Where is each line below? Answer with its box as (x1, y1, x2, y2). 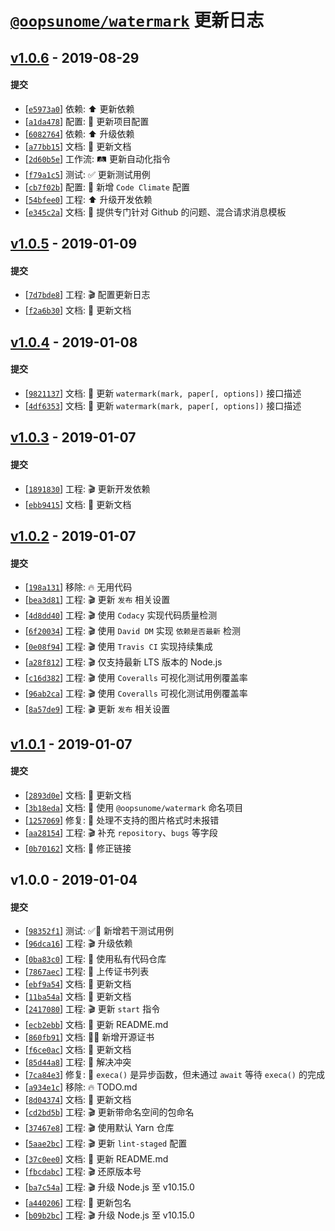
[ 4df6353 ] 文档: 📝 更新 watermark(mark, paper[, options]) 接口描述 (24, 399, 302, 411)
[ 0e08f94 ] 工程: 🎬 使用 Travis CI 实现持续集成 (24, 641, 213, 653)
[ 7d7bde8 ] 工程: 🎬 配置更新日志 (24, 289, 151, 301)
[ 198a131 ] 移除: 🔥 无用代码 (24, 581, 133, 593)
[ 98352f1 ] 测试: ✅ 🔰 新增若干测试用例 (24, 925, 175, 937)
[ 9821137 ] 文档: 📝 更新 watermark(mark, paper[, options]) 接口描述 (24, 387, 302, 399)
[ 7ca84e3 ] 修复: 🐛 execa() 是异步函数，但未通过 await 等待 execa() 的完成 (24, 1069, 325, 1081)
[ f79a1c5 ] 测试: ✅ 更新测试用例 (24, 168, 151, 180)
